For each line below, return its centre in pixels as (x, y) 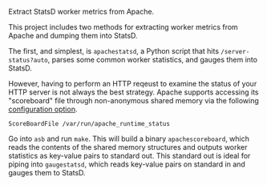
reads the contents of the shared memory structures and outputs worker (128, 147)
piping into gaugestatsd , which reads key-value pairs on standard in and (127, 164)
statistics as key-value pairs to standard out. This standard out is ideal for (129, 156)
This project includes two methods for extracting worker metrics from (123, 27)
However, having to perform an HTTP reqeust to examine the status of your (133, 84)
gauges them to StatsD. (47, 173)
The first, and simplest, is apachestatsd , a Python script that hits (113, 51)
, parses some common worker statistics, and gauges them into (153, 60)
